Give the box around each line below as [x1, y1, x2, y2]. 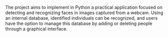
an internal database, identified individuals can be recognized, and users [5, 15, 158, 21]
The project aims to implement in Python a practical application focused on [5, 5, 163, 10]
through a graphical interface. [5, 26, 68, 32]
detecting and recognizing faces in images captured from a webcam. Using [5, 10, 163, 16]
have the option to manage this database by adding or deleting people [5, 20, 153, 26]
